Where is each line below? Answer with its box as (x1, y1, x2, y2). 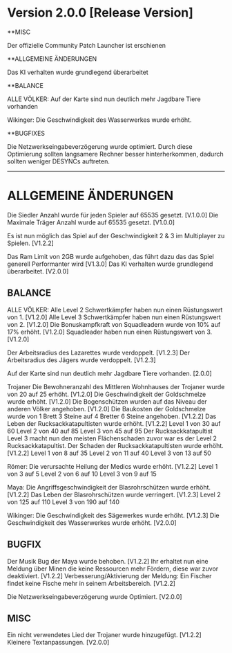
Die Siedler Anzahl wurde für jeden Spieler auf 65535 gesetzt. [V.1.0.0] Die (7, 211, 219, 219)
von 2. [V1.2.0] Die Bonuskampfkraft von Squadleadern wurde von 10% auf (7, 320, 221, 328)
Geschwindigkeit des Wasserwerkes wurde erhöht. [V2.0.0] (7, 518, 177, 527)
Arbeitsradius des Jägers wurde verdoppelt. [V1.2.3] (7, 355, 157, 364)
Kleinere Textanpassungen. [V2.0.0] (7, 638, 110, 647)
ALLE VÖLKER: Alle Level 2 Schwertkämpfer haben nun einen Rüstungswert (7, 305, 223, 314)
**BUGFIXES (7, 129, 46, 137)
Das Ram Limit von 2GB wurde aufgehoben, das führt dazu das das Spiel (7, 252, 214, 260)
